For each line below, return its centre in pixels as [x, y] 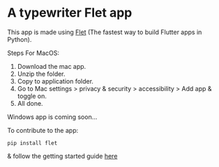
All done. [30, 103]
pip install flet [32, 143]
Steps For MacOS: [33, 53]
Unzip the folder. [41, 74]
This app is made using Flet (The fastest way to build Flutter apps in [105, 32]
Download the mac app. [52, 66]
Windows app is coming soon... [52, 117]
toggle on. [32, 96]
